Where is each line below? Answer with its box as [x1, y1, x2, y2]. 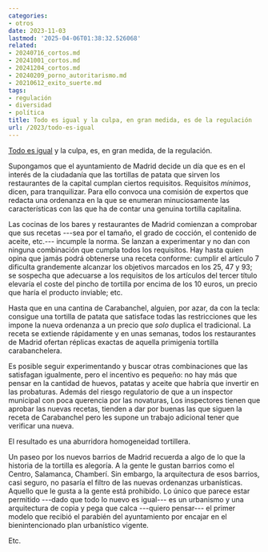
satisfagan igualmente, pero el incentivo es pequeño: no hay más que [8, 370, 238, 379]
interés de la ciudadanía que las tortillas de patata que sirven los [8, 169, 221, 179]
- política [8, 109, 45, 117]
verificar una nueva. [8, 420, 74, 430]
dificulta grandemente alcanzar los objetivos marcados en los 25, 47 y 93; [8, 262, 253, 271]
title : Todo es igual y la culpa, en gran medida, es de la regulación [8, 116, 252, 124]
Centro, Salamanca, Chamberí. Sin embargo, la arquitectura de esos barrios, [8, 469, 260, 478]
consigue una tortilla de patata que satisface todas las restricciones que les [8, 311, 258, 321]
